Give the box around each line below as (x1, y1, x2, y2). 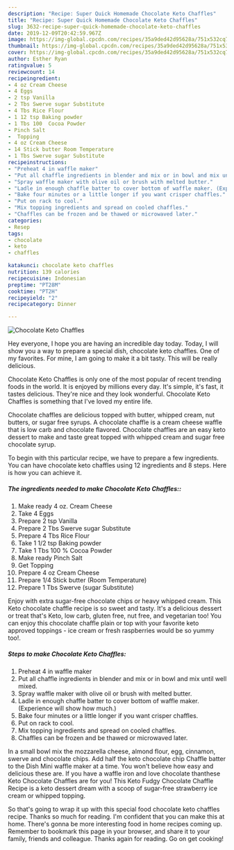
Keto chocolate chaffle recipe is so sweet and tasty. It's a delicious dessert (8, 604, 222, 613)
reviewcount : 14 (8, 68, 55, 75)
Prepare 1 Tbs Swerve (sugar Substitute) (17, 584, 134, 592)
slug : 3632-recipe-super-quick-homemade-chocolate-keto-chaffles (8, 23, 201, 30)
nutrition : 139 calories (8, 268, 80, 275)
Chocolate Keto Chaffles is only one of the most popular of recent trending (8, 375, 222, 383)
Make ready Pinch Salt (17, 554, 83, 562)
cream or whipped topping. (8, 792, 86, 800)
